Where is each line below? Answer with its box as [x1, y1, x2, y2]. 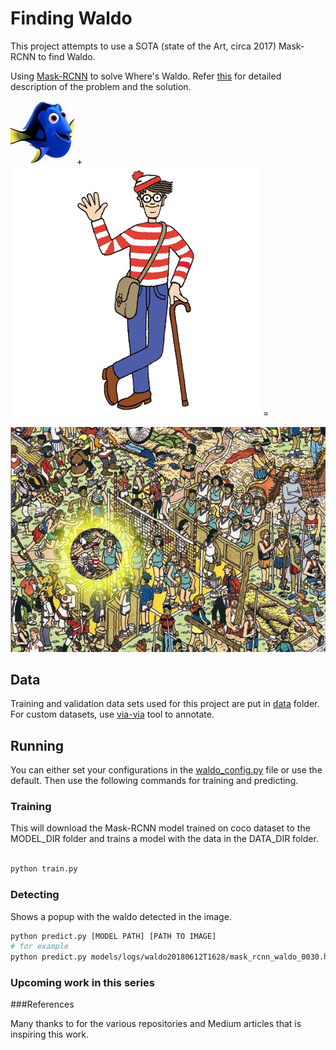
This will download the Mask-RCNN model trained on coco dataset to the [10, 822, 311, 834]
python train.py [10, 864, 78, 874]
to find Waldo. [38, 50, 96, 62]
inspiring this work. [10, 1028, 89, 1041]
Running [10, 737, 65, 754]
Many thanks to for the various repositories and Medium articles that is [10, 1018, 302, 1030]
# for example [10, 942, 70, 952]
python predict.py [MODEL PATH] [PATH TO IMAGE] [10, 931, 217, 941]
